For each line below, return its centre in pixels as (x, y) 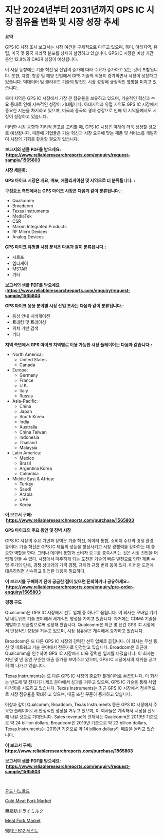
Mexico (27, 458)
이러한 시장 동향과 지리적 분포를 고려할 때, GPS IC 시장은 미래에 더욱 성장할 (76, 127)
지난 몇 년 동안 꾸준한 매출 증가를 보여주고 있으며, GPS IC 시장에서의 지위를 (76, 659)
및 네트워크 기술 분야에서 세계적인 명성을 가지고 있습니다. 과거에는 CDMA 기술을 (81, 618)
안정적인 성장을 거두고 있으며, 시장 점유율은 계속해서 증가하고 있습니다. (77, 631)
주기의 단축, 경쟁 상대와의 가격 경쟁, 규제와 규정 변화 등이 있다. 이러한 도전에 (82, 565)
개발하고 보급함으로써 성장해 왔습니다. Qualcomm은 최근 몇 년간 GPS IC (73, 624)
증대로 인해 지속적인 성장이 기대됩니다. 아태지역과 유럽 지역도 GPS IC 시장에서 (84, 104)
